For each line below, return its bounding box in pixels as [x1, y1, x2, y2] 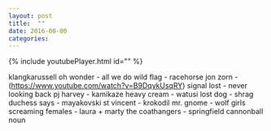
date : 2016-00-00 [8, 27, 68, 35]
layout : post [8, 11, 53, 20]
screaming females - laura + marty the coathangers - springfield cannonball [8, 107, 264, 116]
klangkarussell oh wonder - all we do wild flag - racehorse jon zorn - [8, 72, 238, 82]
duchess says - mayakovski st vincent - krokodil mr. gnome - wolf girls [8, 98, 246, 108]
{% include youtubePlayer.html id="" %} [8, 57, 144, 66]
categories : [8, 34, 49, 43]
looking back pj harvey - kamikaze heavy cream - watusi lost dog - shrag [8, 90, 254, 99]
